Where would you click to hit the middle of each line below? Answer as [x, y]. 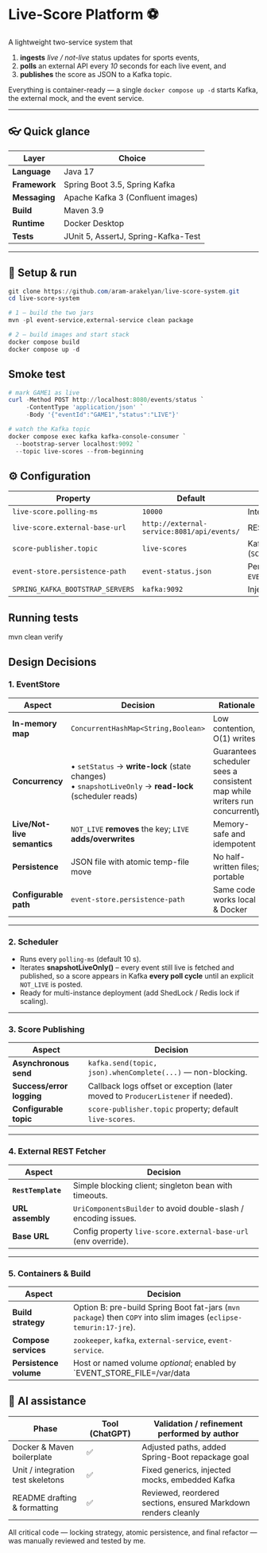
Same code [234, 889]
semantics [33, 843]
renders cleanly [171, 1512]
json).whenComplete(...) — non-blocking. [168, 1072]
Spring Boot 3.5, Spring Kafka [119, 185]
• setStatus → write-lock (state [131, 766]
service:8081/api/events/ [191, 532]
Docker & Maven [43, 1446]
